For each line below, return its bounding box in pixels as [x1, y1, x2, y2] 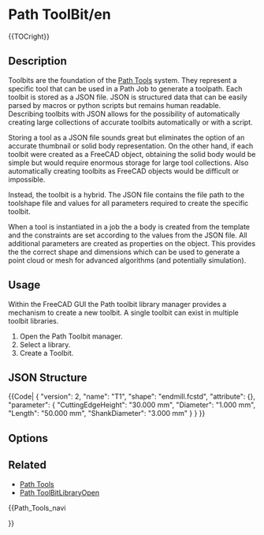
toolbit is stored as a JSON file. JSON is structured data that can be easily [8, 92, 248, 102]
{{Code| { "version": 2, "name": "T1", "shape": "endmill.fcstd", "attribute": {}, [8, 392, 256, 402]
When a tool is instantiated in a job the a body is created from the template [8, 222, 251, 231]
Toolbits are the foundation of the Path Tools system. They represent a [8, 75, 237, 84]
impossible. [8, 174, 46, 184]
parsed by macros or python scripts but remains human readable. [8, 100, 221, 110]
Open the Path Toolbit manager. [19, 331, 124, 341]
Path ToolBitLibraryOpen [19, 488, 100, 497]
